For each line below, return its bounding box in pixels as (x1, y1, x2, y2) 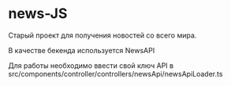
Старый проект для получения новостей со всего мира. (8, 30, 197, 40)
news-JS (8, 5, 68, 23)
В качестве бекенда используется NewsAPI (8, 45, 155, 55)
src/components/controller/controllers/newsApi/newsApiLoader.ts (8, 69, 223, 78)
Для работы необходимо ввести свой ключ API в (8, 60, 174, 70)
